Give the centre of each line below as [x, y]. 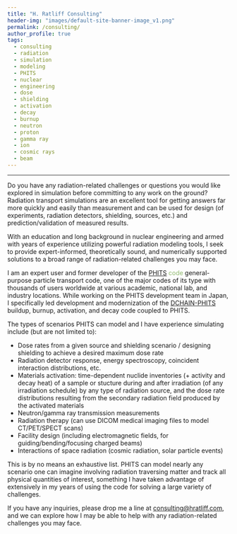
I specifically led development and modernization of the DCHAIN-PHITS [112, 303]
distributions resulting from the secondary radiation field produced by [119, 397]
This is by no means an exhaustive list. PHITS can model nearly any [105, 464]
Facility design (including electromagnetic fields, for [93, 435]
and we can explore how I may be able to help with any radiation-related [112, 515]
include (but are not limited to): [52, 331]
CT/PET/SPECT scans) [50, 428]
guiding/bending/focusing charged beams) [80, 443]
